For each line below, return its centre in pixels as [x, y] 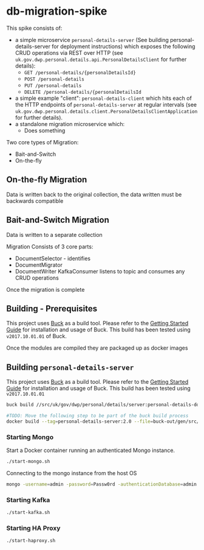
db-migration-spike [57, 11]
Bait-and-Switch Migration [58, 220]
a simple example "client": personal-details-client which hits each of [104, 98]
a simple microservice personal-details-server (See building [92, 40]
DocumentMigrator [39, 265]
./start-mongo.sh [28, 462]
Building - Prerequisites [52, 308]
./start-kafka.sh [28, 513]
